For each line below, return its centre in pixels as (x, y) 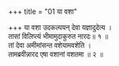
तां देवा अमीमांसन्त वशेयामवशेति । (50, 45)
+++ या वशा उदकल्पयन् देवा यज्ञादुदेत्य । (60, 27)
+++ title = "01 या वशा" (43, 12)
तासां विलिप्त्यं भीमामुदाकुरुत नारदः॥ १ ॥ (58, 36)
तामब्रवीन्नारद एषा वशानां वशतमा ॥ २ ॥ (56, 54)
